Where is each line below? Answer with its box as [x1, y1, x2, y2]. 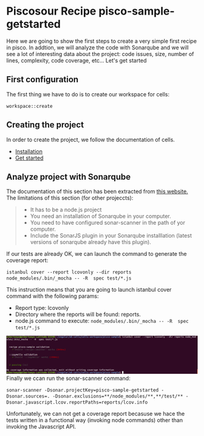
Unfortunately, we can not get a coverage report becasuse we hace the [6, 410, 185, 418]
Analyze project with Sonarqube [6, 172, 131, 182]
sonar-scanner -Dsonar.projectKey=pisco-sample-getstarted [6, 387, 159, 393]
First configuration [6, 74, 79, 85]
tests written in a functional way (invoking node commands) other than [6, 417, 183, 424]
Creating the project [6, 120, 84, 130]
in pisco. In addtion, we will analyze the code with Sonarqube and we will [6, 44, 189, 51]
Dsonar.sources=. [6, 393, 50, 399]
